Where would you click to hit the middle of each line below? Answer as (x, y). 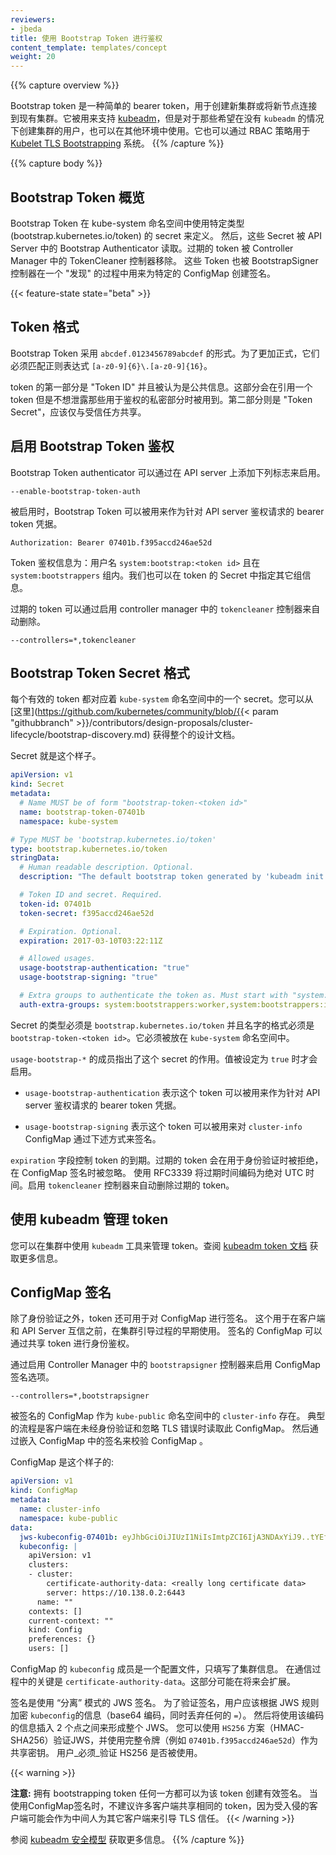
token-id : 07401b (55, 904)
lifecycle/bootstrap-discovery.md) (80, 735)
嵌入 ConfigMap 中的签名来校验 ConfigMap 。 (113, 1441)
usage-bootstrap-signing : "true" (89, 977)
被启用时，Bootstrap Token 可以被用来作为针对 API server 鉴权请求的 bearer (167, 511)
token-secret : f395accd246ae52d (87, 913)
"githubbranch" (42, 723)
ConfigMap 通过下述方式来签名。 (93, 1138)
